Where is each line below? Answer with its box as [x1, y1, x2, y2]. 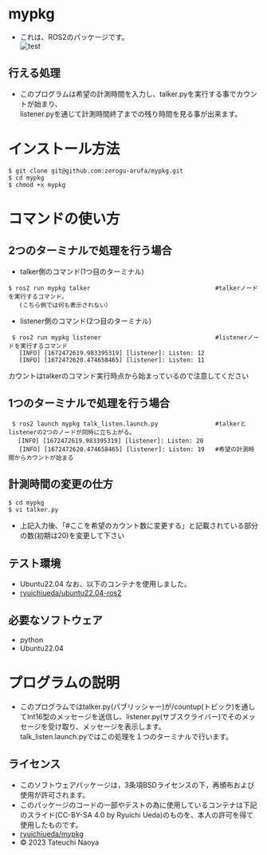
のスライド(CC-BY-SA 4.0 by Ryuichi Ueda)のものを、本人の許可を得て [19, 809, 253, 819]
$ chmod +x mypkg [8, 180, 66, 188]
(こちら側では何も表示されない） [18, 301, 112, 309]
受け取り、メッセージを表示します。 [47, 722, 166, 731]
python [19, 635, 44, 644]
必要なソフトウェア [8, 613, 103, 627]
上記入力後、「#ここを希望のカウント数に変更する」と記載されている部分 [19, 521, 259, 531]
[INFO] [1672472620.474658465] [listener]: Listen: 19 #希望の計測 [18, 445, 249, 453]
